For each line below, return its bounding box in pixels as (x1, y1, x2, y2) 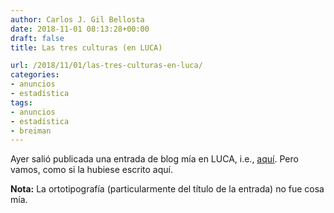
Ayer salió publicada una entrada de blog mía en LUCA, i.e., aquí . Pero (10, 153, 299, 165)
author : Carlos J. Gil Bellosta (10, 14, 145, 25)
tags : (10, 97, 33, 108)
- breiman (10, 126, 52, 136)
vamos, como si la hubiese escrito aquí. (10, 164, 174, 176)
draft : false (10, 33, 65, 43)
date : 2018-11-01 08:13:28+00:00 (10, 24, 150, 34)
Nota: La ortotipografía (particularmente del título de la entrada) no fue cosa (10, 183, 325, 195)
